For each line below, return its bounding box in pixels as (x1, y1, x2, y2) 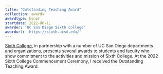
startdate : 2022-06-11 (5, 20, 51, 26)
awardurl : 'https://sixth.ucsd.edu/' (5, 30, 82, 34)
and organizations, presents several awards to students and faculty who (5, 48, 150, 54)
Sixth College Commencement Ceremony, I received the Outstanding (5, 59, 144, 64)
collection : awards (5, 12, 45, 16)
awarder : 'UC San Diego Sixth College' (5, 25, 86, 30)
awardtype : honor (5, 16, 40, 21)
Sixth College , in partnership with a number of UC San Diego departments (5, 43, 153, 48)
